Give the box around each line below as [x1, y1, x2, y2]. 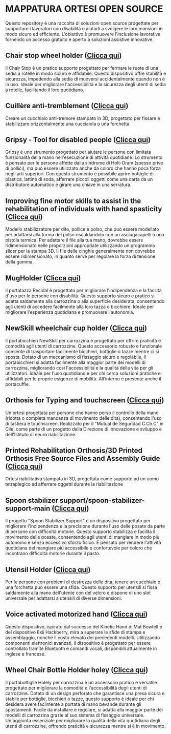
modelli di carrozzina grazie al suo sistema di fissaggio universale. [5, 712, 144, 718]
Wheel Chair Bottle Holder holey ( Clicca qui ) [5, 666, 149, 675]
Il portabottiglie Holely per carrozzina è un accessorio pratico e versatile [5, 679, 157, 685]
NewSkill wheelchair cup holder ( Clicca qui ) [5, 324, 147, 333]
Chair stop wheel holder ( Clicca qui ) [5, 51, 122, 60]
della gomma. [5, 259, 34, 265]
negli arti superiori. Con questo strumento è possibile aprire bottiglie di [5, 171, 154, 177]
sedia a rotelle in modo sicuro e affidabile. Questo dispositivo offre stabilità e [5, 70, 166, 76]
